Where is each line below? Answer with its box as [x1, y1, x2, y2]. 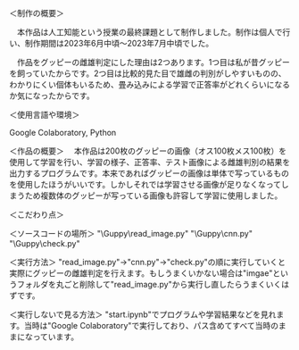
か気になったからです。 [9, 90, 96, 101]
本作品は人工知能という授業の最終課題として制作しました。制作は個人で [16, 27, 283, 37]
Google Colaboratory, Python [9, 128, 117, 137]
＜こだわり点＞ [9, 209, 64, 220]
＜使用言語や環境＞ [9, 110, 80, 120]
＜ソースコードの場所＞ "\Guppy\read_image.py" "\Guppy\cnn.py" [9, 229, 253, 238]
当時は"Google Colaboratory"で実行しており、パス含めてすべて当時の [23, 321, 279, 330]
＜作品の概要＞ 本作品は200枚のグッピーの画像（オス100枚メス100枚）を [9, 146, 287, 156]
